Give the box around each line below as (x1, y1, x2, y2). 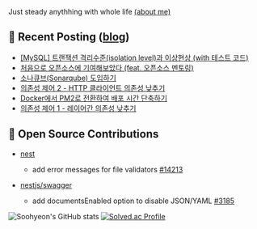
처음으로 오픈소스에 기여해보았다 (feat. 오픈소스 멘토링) (19, 62, 194, 72)
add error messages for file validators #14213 (32, 164, 183, 174)
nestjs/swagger (19, 180, 73, 189)
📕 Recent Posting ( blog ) (8, 30, 130, 44)
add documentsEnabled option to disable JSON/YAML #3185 (32, 196, 235, 206)
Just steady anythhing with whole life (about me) (8, 7, 171, 16)
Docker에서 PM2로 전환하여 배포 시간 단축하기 (19, 93, 168, 103)
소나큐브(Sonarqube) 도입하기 (19, 73, 117, 83)
